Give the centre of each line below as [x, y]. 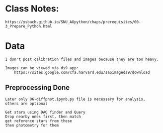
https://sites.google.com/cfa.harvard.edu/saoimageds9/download [82, 72]
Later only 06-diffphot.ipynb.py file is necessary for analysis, [75, 99]
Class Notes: [32, 9]
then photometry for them [32, 125]
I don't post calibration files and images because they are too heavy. [82, 59]
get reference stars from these [39, 121]
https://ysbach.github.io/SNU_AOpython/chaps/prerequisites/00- [73, 22]
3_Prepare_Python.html [29, 26]
